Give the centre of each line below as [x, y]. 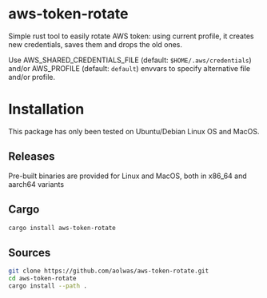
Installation [46, 109]
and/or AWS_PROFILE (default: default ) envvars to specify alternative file [130, 68]
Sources [30, 252]
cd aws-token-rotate [43, 279]
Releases [32, 157]
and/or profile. [32, 77]
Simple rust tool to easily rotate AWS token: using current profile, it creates [131, 36]
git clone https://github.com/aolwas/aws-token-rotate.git [109, 271]
